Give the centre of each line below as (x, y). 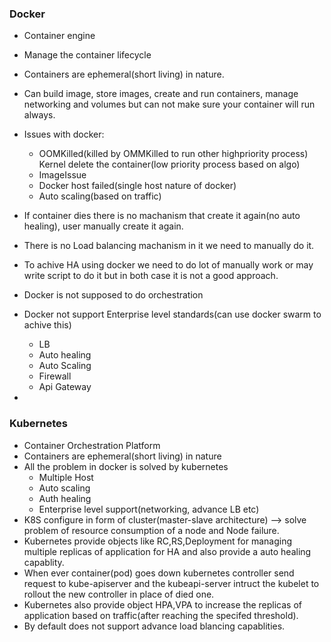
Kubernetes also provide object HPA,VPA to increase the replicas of (162, 604)
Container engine (59, 36)
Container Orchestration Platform (92, 445)
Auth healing (65, 498)
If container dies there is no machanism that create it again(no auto (162, 216)
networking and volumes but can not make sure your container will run (169, 104)
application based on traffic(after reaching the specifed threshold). (161, 615)
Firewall (55, 376)
